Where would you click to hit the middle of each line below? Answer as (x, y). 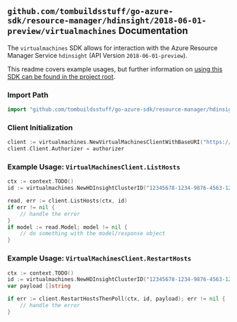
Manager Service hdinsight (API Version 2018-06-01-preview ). (98, 55)
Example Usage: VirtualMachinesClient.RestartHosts (99, 258)
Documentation (153, 31)
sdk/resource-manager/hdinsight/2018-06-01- (107, 21)
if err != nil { (31, 207)
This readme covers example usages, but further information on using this (115, 69)
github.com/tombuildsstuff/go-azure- (90, 12)
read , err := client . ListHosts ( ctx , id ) (68, 201)
